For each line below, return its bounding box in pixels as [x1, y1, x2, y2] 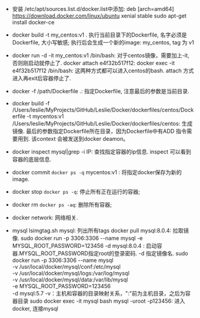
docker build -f [12, 100, 50, 107]
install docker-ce [12, 19, 55, 26]
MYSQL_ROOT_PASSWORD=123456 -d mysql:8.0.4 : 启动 [12, 242, 157, 249]
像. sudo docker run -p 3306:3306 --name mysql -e [12, 235, 143, 242]
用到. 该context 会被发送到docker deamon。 [17, 135, 129, 142]
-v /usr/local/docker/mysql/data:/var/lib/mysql [12, 276, 128, 283]
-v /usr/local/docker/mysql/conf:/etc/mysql [12, 263, 121, 270]
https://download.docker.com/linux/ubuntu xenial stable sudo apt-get [12, 12, 187, 19]
